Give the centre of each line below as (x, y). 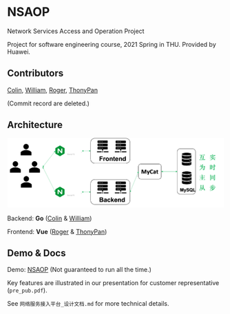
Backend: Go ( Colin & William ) (50, 218)
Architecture (35, 125)
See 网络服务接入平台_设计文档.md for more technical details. (88, 304)
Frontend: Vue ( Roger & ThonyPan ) (57, 231)
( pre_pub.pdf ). (27, 291)
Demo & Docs (36, 253)
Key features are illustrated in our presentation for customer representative (113, 283)
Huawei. (19, 52)
